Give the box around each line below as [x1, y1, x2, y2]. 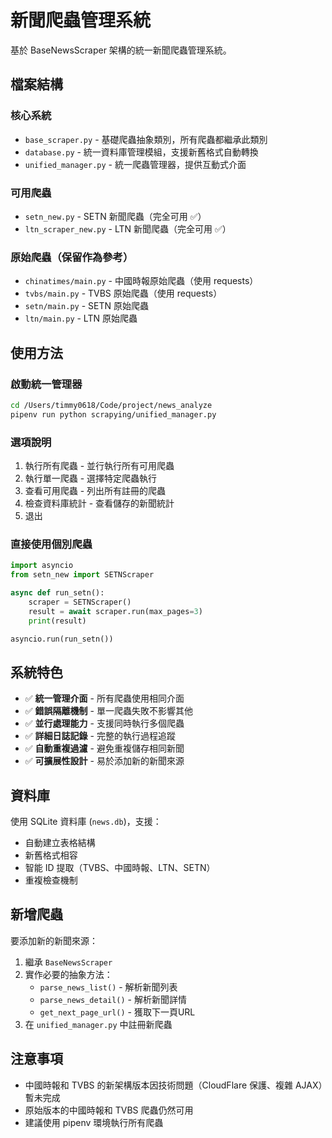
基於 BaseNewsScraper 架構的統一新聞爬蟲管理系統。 [10, 44, 232, 56]
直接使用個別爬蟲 [10, 537, 93, 551]
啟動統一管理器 [10, 377, 83, 391]
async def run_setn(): [10, 588, 105, 598]
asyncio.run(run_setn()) [10, 634, 114, 644]
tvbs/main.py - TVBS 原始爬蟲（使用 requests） [24, 287, 223, 300]
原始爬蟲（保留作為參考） [10, 250, 134, 264]
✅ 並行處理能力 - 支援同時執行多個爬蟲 [24, 717, 185, 730]
